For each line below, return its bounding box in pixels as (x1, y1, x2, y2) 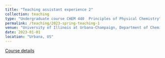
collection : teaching (5, 12, 50, 17)
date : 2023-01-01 (5, 30, 41, 35)
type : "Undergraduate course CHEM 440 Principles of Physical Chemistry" (5, 16, 162, 21)
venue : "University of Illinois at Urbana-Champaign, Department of (5, 25, 148, 30)
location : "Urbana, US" (5, 35, 54, 39)
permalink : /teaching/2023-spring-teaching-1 (5, 20, 100, 26)
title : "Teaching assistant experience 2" (5, 7, 93, 12)
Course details (5, 47, 35, 54)
